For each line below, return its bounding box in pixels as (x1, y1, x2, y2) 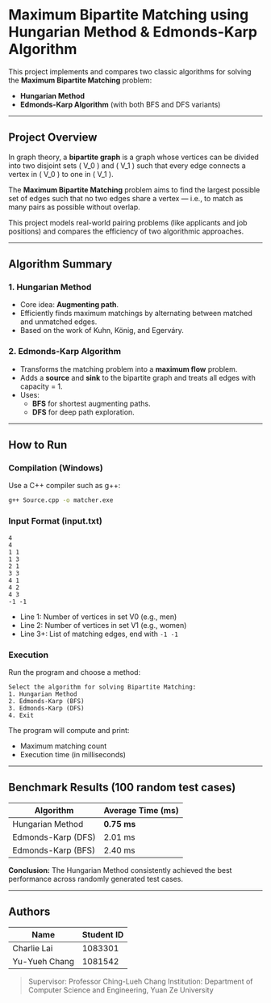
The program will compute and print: (8, 725, 130, 735)
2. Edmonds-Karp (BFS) (8, 697, 85, 705)
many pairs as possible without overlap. (8, 202, 141, 212)
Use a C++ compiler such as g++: (8, 481, 121, 491)
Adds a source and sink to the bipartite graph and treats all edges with (19, 373, 256, 382)
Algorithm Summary (8, 257, 113, 272)
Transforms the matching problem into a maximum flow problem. (19, 364, 238, 373)
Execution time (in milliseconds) (19, 749, 127, 759)
